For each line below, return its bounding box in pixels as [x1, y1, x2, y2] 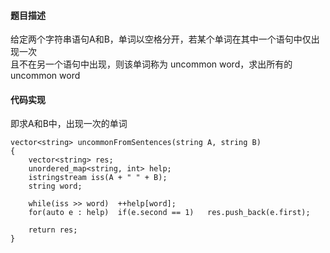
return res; [28, 225, 78, 235]
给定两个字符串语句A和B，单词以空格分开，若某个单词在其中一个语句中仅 [10, 33, 312, 45]
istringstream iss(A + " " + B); [28, 173, 168, 183]
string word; [28, 181, 83, 192]
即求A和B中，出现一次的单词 [10, 118, 128, 130]
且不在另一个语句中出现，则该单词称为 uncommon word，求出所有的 [10, 58, 293, 70]
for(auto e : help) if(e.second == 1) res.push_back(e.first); [28, 208, 311, 218]
